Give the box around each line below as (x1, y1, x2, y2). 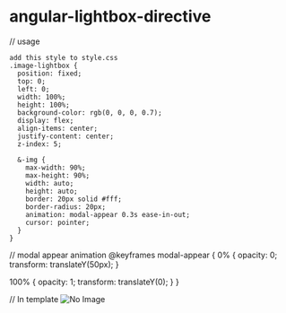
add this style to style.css (9, 53, 118, 62)
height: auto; (25, 187, 78, 196)
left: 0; (17, 84, 50, 93)
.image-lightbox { (9, 61, 78, 70)
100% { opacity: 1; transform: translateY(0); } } (9, 276, 179, 287)
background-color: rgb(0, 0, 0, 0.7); (17, 108, 163, 117)
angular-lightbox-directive (9, 6, 212, 27)
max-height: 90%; (25, 170, 91, 180)
